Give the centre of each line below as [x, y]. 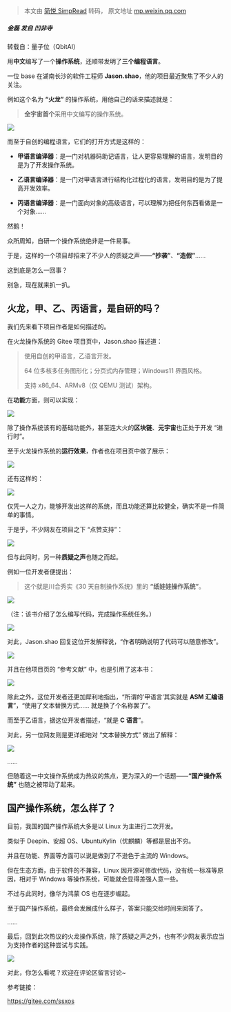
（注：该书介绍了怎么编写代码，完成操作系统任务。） [81, 614]
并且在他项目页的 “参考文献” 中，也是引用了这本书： [81, 669]
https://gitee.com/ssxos [41, 1001]
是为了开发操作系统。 [47, 164]
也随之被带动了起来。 [49, 784]
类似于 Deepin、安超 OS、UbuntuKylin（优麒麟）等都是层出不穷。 [101, 841]
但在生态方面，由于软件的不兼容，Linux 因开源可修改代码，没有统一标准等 [112, 870]
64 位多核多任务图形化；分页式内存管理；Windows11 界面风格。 [114, 370]
